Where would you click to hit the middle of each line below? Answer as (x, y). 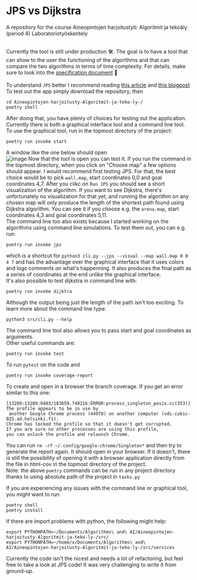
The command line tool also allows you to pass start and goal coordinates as (99, 330)
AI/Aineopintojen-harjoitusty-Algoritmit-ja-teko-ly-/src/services (91, 547)
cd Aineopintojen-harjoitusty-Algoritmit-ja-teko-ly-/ (75, 102)
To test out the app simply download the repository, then (75, 91)
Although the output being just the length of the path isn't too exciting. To (95, 302)
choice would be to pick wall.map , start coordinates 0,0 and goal (84, 177)
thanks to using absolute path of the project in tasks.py (73, 476)
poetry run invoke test (35, 354)
